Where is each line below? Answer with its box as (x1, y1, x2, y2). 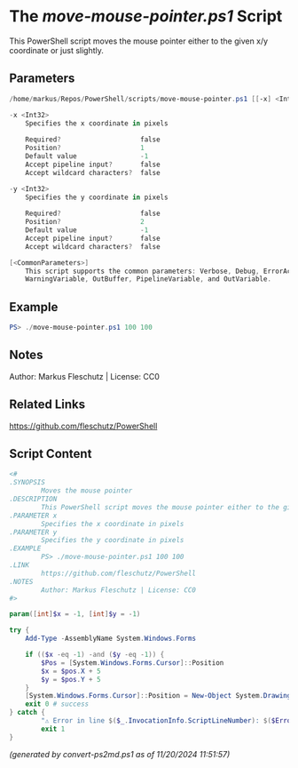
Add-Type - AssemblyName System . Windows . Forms (25, 634, 197, 644)
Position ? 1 (25, 144, 145, 153)
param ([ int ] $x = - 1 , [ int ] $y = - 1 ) (9, 610, 141, 619)
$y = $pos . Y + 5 (41, 675, 101, 684)
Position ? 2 (25, 218, 145, 227)
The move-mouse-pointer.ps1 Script (9, 6, 283, 27)
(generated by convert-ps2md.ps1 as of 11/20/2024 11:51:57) (9, 748, 231, 759)
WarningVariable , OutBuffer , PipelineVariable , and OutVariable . (25, 275, 272, 284)
